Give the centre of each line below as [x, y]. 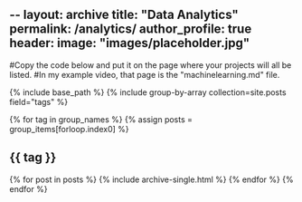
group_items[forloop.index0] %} [69, 129]
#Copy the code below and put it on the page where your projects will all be [151, 65]
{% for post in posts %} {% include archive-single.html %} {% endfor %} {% [151, 179]
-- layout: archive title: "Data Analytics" [124, 15]
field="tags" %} [39, 101]
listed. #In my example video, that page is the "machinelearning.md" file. [145, 74]
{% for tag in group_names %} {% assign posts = [101, 119]
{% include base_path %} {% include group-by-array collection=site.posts [148, 92]
